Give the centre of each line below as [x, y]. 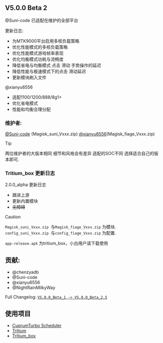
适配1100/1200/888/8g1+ [37, 97]
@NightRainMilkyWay [34, 288]
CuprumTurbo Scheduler [37, 326]
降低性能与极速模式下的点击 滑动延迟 [49, 71]
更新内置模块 [25, 201]
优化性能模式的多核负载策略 [40, 47]
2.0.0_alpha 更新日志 [26, 185]
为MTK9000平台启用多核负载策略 [46, 41]
